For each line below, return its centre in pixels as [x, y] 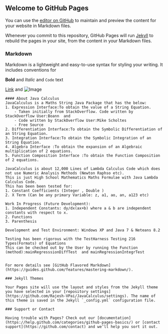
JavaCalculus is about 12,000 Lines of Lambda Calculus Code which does [83, 169]
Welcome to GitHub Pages [47, 8]
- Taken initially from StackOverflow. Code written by [74, 112]
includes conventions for [31, 70]
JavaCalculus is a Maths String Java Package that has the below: [76, 103]
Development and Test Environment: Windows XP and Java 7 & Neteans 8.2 [83, 230]
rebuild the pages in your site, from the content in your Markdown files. [78, 41]
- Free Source [29, 125]
